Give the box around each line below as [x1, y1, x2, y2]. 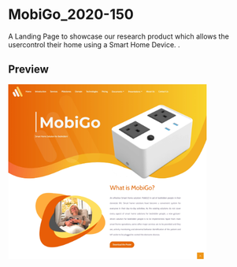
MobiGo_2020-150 [8, 6, 134, 24]
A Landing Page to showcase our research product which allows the [8, 32, 230, 41]
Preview [8, 63, 50, 76]
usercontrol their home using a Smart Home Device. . [8, 39, 180, 49]
